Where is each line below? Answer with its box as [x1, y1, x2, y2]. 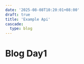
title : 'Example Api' [5, 17, 51, 22]
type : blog [10, 26, 33, 31]
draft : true [5, 12, 30, 17]
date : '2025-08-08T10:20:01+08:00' [5, 7, 80, 13]
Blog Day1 [5, 48, 47, 59]
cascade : [5, 21, 24, 27]
